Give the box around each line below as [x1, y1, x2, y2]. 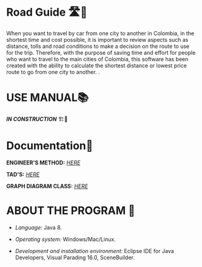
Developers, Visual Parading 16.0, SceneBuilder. [15, 254, 135, 261]
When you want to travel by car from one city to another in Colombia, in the [6, 29, 195, 37]
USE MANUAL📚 [6, 91, 89, 104]
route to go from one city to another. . [6, 68, 100, 75]
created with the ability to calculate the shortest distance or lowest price [6, 62, 187, 69]
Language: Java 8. [15, 223, 62, 231]
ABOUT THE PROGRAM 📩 [6, 204, 135, 217]
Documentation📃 [6, 139, 93, 153]
